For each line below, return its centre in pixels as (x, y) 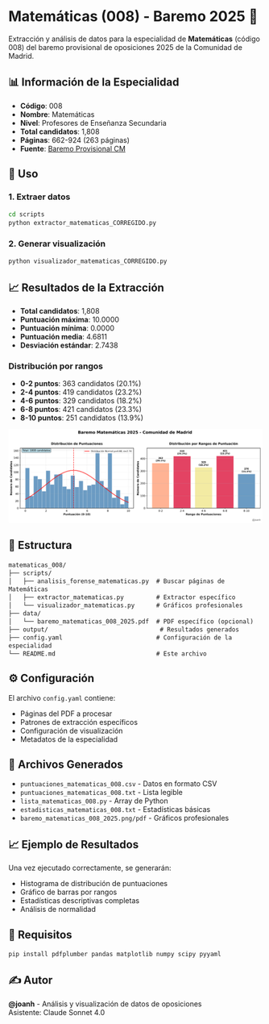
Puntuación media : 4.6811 (63, 337)
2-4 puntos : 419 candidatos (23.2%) (81, 392)
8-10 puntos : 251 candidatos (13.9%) (81, 418)
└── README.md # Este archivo (108, 654)
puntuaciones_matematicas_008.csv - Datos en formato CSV (118, 784)
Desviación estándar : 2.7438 (69, 345)
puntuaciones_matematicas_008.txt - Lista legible (101, 793)
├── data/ (25, 613)
